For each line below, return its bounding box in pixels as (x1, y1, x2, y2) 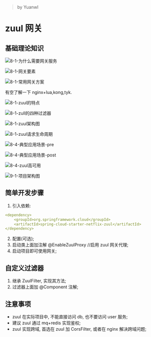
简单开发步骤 (5, 189, 44, 197)
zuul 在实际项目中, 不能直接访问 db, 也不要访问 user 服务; (12, 313, 128, 319)
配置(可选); (12, 236, 34, 242)
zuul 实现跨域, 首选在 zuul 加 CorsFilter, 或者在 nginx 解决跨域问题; (12, 326, 147, 332)
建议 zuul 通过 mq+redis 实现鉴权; (12, 320, 81, 326)
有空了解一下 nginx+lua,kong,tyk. (5, 90, 72, 95)
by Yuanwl (17, 4, 39, 10)
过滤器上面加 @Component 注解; (12, 284, 78, 290)
